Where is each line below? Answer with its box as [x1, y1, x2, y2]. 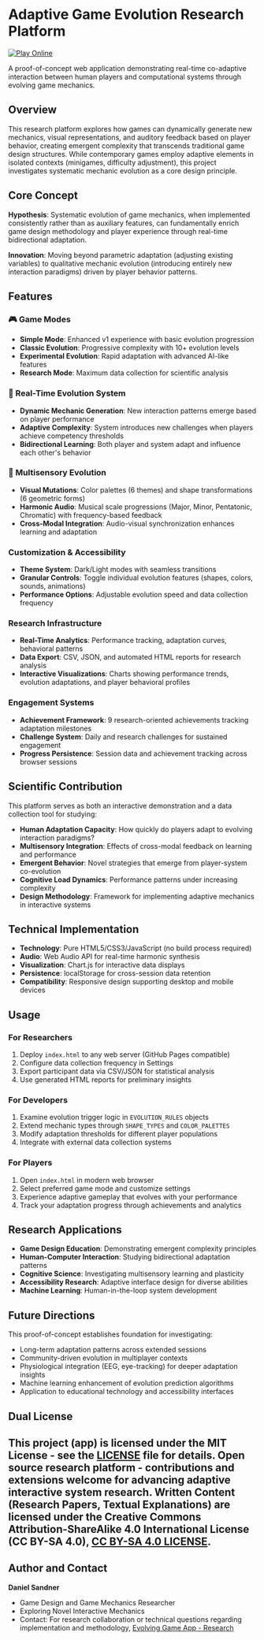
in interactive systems [19, 900, 91, 909]
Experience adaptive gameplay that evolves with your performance [19, 1192, 238, 1201]
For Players [8, 1157, 53, 1168]
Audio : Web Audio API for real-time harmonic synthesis [19, 952, 200, 961]
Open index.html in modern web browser [19, 1175, 154, 1184]
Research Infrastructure [8, 618, 102, 629]
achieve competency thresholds [19, 431, 125, 441]
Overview [8, 103, 58, 117]
